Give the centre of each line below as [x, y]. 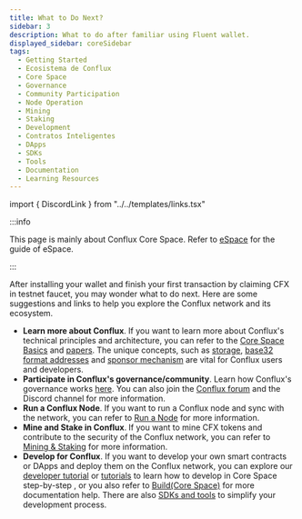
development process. [65, 504]
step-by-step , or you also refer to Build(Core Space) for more [138, 485]
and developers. [53, 370]
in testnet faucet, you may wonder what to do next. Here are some [133, 294]
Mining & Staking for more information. [95, 447]
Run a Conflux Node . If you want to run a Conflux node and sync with [153, 408]
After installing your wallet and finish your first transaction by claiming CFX [149, 284]
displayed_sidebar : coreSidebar [70, 43]
